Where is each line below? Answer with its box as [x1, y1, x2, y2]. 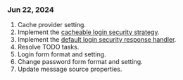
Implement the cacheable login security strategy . [17, 28, 160, 36]
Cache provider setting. [17, 21, 87, 29]
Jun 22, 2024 [7, 5, 54, 15]
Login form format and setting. [17, 50, 107, 58]
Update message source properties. [17, 65, 122, 74]
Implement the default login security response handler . [17, 35, 177, 44]
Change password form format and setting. [17, 58, 143, 66]
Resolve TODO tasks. [17, 43, 80, 51]
